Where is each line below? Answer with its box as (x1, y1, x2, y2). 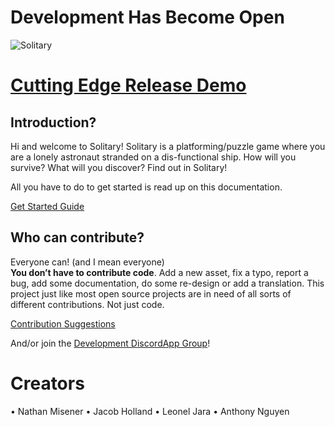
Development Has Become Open (10, 6, 285, 29)
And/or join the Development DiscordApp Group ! (10, 337, 211, 349)
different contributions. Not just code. (10, 298, 165, 310)
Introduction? (10, 114, 97, 131)
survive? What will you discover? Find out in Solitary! (10, 161, 228, 173)
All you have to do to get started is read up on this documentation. (10, 181, 283, 193)
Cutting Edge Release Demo (10, 74, 247, 97)
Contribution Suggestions (10, 317, 116, 330)
